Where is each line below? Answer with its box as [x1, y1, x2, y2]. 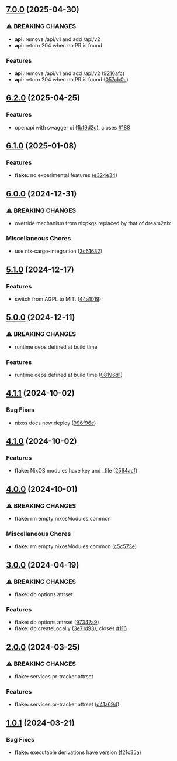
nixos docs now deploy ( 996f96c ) [14, 419, 96, 426]
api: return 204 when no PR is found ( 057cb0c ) [14, 76, 129, 83]
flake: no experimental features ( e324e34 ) [14, 172, 118, 179]
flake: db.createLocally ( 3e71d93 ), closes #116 [14, 625, 127, 632]
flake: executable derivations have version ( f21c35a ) [14, 749, 141, 756]
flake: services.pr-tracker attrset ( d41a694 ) [14, 701, 120, 708]
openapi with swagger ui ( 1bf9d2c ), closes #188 [14, 124, 130, 131]
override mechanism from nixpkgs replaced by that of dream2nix [14, 220, 171, 227]
